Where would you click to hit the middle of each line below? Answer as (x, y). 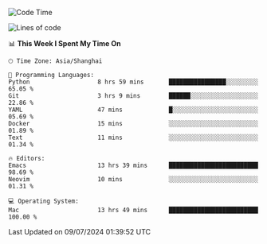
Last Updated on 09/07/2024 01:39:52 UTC (80, 232)
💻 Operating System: (44, 201)
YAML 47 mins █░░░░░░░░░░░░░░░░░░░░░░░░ (133, 110)
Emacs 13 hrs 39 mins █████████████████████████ (133, 165)
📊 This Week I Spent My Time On (65, 43)
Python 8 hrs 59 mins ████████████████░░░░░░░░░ (133, 82)
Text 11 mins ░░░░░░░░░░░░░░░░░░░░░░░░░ (133, 137)
